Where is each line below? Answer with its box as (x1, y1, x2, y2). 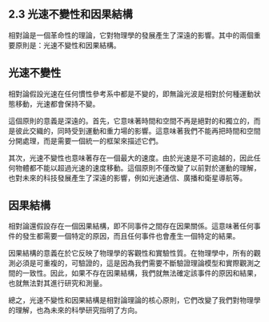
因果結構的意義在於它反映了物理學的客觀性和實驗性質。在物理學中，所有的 (8, 248, 254, 258)
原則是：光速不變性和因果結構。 (14, 40, 121, 50)
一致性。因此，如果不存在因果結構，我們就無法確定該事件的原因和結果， (22, 268, 261, 278)
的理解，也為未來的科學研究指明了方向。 (8, 305, 142, 315)
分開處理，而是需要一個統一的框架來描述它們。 (8, 135, 163, 146)
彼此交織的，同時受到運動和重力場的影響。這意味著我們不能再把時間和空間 (14, 126, 261, 135)
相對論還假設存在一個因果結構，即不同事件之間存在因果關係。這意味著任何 (8, 221, 254, 231)
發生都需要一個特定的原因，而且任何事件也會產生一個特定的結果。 (22, 231, 240, 241)
